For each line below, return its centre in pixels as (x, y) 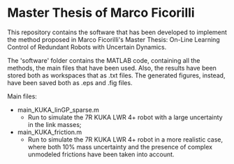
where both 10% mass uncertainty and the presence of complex (120, 147)
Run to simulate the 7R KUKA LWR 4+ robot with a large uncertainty (125, 117)
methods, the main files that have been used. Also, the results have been (112, 68)
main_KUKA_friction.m (50, 132)
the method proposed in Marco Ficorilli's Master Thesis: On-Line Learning (114, 39)
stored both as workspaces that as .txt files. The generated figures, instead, (116, 75)
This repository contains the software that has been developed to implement (117, 32)
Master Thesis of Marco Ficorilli (101, 13)
